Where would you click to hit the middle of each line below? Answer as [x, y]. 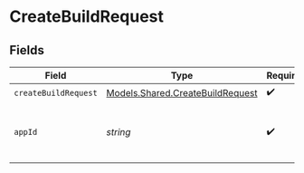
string [119, 132]
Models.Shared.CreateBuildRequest [182, 92]
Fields [27, 50]
